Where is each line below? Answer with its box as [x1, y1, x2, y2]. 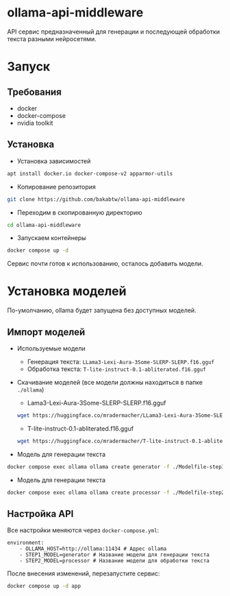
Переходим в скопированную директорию [16, 208, 142, 217]
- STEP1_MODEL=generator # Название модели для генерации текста [19, 551, 210, 558]
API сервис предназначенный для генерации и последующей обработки [7, 27, 220, 36]
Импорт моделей [7, 326, 86, 337]
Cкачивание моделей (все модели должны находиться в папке [16, 379, 203, 386]
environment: [7, 540, 44, 547]
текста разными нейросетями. [7, 34, 97, 43]
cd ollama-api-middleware [7, 222, 81, 228]
